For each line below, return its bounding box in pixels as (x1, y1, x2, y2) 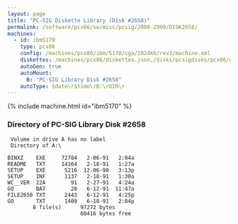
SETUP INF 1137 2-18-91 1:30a (7, 172, 135, 180)
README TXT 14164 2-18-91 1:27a (7, 160, 135, 167)
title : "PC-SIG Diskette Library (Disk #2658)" (7, 17, 151, 24)
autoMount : (20, 69, 52, 76)
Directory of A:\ (10, 142, 62, 149)
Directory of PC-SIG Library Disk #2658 (7, 119, 147, 129)
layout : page (7, 10, 46, 18)
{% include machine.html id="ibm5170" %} (7, 102, 132, 110)
